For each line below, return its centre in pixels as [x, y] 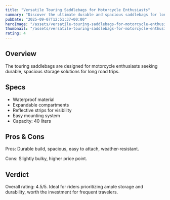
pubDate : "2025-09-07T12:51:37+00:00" [46, 19]
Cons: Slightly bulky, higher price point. [46, 159]
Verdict [17, 174]
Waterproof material [33, 99]
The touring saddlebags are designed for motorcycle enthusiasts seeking [81, 66]
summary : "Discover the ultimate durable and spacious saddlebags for [81, 15]
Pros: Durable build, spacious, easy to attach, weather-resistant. [72, 149]
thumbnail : [17, 29]
